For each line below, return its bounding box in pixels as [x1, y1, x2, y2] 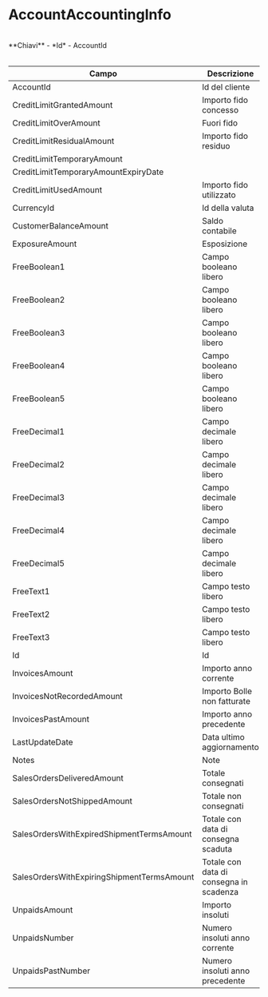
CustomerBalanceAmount [12, 220, 109, 231]
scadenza [202, 886, 239, 897]
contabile [202, 225, 237, 236]
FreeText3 [12, 631, 50, 642]
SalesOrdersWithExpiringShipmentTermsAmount [12, 871, 195, 882]
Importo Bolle [202, 685, 253, 697]
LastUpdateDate [12, 737, 73, 748]
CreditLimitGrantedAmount [12, 99, 113, 110]
